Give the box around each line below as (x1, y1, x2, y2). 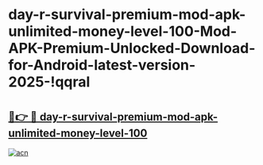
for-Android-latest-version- (8, 56, 196, 75)
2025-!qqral (8, 73, 91, 91)
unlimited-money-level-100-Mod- (8, 22, 238, 40)
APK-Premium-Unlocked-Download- (8, 40, 256, 57)
